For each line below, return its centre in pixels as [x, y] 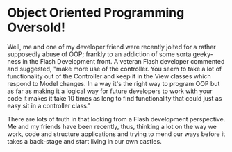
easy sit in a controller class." [49, 105]
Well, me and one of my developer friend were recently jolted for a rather [112, 47]
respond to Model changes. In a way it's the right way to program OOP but [114, 83]
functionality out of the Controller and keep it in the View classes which [109, 76]
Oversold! [36, 27]
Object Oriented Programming [96, 13]
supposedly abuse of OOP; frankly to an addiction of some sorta [99, 54]
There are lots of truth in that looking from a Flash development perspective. [116, 119]
